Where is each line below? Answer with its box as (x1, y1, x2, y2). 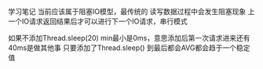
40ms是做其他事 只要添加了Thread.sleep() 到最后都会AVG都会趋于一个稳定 (8, 43, 250, 53)
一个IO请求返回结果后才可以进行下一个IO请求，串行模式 (8, 16, 188, 26)
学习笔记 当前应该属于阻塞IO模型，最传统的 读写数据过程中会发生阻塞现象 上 (8, 7, 255, 16)
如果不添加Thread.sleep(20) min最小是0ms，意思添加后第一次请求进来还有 (8, 34, 250, 42)
